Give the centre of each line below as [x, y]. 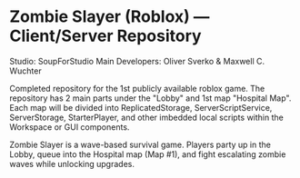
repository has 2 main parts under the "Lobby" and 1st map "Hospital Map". [150, 98]
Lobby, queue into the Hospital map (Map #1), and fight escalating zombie [148, 154]
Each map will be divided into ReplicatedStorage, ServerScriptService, [141, 107]
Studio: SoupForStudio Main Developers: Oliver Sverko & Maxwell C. [137, 61]
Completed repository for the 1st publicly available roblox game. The [137, 88]
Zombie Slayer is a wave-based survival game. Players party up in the [140, 144]
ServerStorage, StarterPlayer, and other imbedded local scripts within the [146, 117]
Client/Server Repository [105, 36]
